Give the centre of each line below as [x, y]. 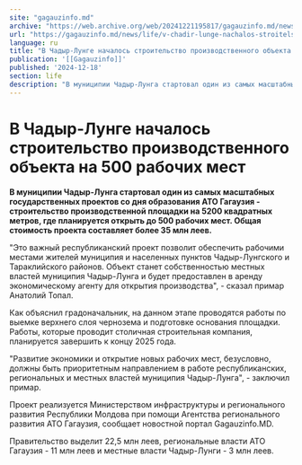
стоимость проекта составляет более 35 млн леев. [111, 230]
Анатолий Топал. [41, 295]
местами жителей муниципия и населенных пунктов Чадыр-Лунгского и [150, 257]
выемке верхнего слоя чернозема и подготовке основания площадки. [145, 322]
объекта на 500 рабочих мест [128, 167]
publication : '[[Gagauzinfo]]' [68, 59]
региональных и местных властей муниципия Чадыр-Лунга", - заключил [150, 377]
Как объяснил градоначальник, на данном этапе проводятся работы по [147, 312]
